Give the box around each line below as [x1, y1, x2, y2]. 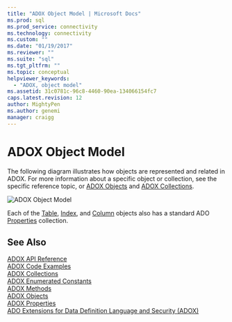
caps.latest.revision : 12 [7, 95, 82, 102]
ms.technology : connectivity [7, 29, 92, 37]
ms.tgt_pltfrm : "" [7, 62, 60, 69]
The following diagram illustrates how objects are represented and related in [7, 167, 226, 175]
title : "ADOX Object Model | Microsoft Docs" [7, 10, 141, 17]
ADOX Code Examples [7, 262, 72, 270]
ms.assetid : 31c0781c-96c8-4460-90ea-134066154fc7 [7, 88, 157, 95]
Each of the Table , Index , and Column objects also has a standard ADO [7, 208, 210, 217]
